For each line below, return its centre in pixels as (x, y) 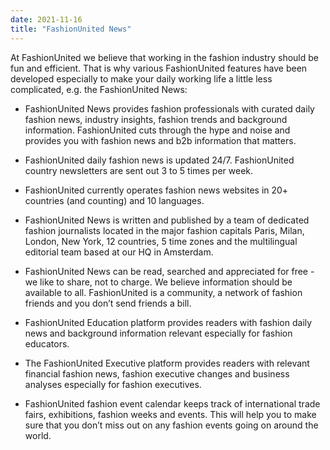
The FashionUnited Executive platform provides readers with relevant (167, 363)
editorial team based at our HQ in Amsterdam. (119, 252)
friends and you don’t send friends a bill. (108, 303)
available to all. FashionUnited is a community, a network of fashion (163, 292)
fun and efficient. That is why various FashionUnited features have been (159, 68)
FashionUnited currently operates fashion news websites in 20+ (156, 190)
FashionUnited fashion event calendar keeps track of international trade (172, 403)
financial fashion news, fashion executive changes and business (157, 373)
